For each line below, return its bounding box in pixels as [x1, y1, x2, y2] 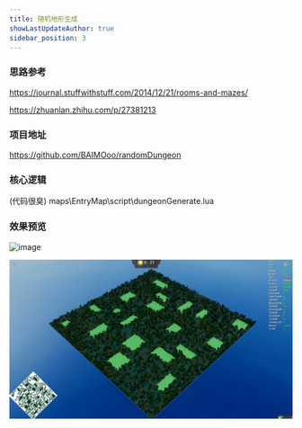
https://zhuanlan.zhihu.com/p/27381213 [9, 104, 156, 115]
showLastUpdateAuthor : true [9, 23, 115, 33]
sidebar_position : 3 [9, 33, 87, 42]
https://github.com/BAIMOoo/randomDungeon [9, 149, 182, 160]
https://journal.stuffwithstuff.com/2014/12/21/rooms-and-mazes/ [9, 86, 249, 98]
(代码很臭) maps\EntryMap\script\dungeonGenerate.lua [9, 196, 214, 207]
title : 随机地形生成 [9, 14, 78, 23]
